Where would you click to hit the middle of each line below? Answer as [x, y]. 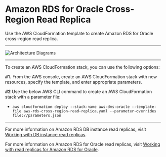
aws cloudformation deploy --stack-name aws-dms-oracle [71, 107]
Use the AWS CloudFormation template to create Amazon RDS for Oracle [79, 33]
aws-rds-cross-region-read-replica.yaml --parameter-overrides [90, 111]
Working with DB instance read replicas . [46, 134]
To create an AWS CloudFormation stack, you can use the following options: [83, 67]
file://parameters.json [37, 115]
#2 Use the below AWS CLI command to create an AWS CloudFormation [79, 91]
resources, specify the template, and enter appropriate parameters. [74, 82]
